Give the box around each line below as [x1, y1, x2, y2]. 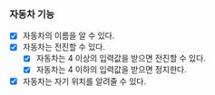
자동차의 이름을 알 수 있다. [22, 30, 115, 42]
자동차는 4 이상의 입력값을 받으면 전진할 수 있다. [35, 52, 206, 64]
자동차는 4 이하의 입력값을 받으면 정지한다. [35, 64, 188, 75]
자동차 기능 [9, 7, 55, 20]
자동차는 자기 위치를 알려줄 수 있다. [22, 75, 147, 87]
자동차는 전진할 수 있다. [22, 42, 106, 52]
